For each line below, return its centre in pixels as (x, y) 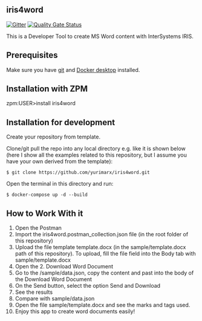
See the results (34, 292)
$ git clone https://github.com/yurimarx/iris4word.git (78, 173)
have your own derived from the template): (60, 161)
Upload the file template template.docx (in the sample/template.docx (100, 247)
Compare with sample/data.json (55, 299)
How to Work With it (45, 213)
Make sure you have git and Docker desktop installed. (73, 70)
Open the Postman (38, 228)
